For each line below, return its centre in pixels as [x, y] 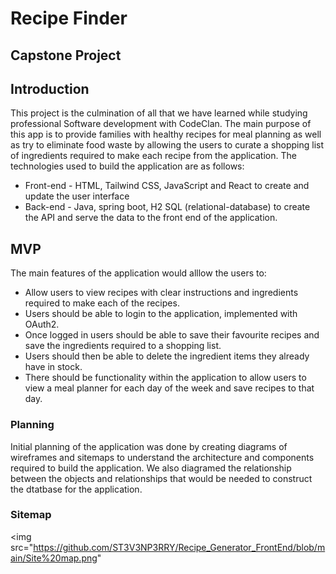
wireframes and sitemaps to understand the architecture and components [162, 457]
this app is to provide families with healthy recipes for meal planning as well [166, 134]
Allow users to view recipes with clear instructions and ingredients [161, 293]
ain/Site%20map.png [54, 558]
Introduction [50, 88]
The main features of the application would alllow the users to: [138, 273]
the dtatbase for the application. [76, 489]
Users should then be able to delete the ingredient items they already [167, 356]
